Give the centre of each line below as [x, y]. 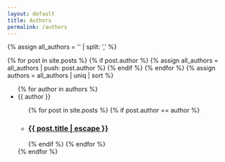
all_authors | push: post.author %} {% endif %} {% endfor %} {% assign [111, 68]
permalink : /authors [38, 27]
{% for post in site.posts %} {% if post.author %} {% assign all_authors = [113, 61]
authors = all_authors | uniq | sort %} [60, 75]
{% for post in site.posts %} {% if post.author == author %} [114, 111]
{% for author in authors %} [58, 89]
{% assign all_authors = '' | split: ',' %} [62, 47]
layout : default [31, 14]
